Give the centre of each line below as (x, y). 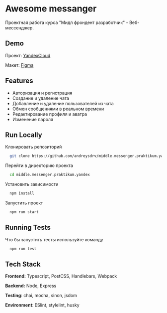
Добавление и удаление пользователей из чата (63, 103)
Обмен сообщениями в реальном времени (58, 109)
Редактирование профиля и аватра (50, 114)
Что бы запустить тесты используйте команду (54, 239)
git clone (20, 156)
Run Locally (24, 135)
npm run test (23, 249)
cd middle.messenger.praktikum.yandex (50, 175)
